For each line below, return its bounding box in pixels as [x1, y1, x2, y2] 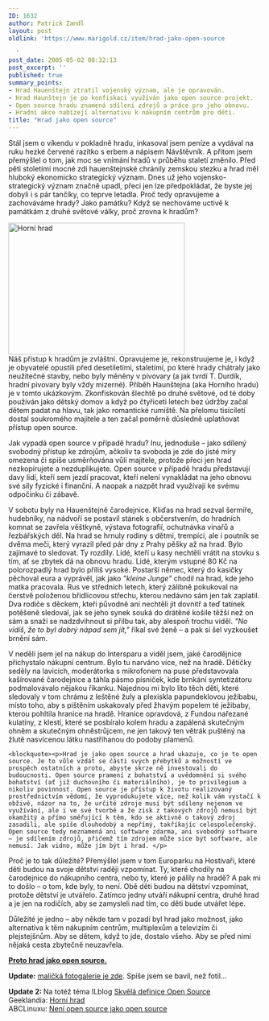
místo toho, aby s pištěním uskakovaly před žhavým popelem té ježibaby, [8, 701, 251, 709]
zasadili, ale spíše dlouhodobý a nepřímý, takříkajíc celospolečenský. [8, 821, 258, 829]
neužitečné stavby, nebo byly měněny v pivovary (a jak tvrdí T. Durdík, [8, 371, 242, 381]
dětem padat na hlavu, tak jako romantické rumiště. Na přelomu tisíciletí [8, 406, 246, 415]
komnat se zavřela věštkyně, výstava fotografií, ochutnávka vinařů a [8, 523, 234, 531]
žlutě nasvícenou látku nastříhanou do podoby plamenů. [8, 734, 195, 744]
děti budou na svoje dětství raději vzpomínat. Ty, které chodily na [8, 865, 225, 874]
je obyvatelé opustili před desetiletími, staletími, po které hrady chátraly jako [8, 363, 261, 372]
